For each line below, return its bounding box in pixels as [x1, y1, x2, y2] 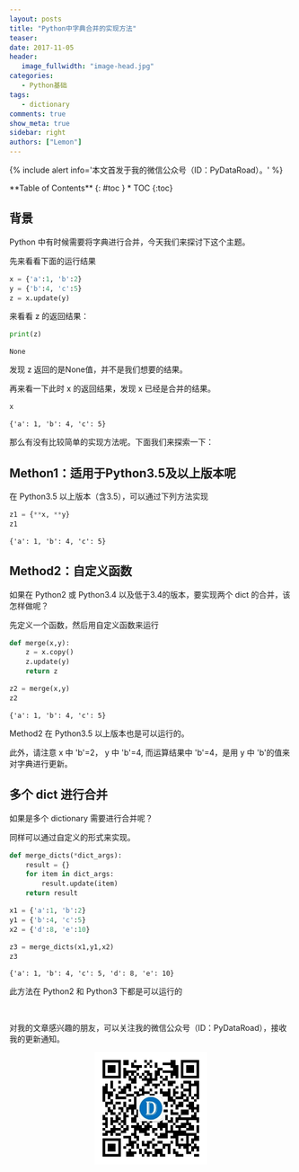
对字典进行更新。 [9, 758, 73, 768]
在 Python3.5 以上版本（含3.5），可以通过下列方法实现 [9, 491, 209, 502]
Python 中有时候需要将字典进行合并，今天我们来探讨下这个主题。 [9, 236, 251, 247]
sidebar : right [9, 129, 66, 138]
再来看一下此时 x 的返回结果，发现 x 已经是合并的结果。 [9, 383, 216, 395]
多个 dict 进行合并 [9, 787, 108, 803]
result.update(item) [41, 879, 119, 889]
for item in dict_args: [25, 870, 115, 879]
